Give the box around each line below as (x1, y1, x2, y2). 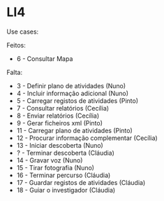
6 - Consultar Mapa (16, 54, 73, 63)
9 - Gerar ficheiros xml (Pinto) (16, 118, 103, 127)
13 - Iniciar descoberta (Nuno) (16, 141, 104, 149)
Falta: (6, 68, 22, 76)
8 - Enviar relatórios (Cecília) (16, 111, 100, 120)
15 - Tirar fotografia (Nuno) (16, 163, 95, 172)
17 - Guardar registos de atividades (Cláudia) (16, 178, 146, 186)
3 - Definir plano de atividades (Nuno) (16, 81, 126, 90)
